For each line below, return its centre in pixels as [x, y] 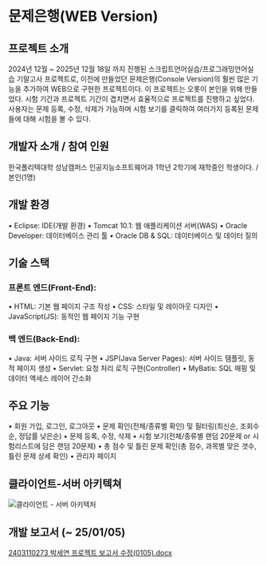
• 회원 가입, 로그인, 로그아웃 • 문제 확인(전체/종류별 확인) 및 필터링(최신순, [124, 426]
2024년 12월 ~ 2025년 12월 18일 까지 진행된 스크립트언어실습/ [106, 69]
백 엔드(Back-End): [44, 339]
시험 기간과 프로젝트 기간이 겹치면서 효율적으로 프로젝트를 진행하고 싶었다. [140, 99]
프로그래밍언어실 [228, 69]
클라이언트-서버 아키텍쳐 [65, 484]
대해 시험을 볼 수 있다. [57, 119]
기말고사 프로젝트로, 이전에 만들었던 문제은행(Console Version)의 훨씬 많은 [133, 79]
